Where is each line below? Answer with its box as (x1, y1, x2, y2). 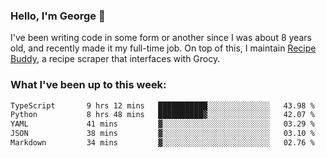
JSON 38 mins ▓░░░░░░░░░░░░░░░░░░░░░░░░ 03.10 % (10, 129, 315, 139)
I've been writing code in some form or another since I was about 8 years (10, 32, 312, 44)
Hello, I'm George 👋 (10, 9, 106, 23)
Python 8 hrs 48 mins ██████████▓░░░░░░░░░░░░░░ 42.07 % (10, 110, 315, 120)
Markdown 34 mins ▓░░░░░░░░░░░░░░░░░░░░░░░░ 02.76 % (10, 138, 315, 148)
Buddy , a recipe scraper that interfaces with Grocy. (10, 53, 221, 65)
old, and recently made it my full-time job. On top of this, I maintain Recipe (10, 42, 317, 54)
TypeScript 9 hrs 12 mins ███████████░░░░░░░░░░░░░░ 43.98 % (10, 100, 315, 111)
